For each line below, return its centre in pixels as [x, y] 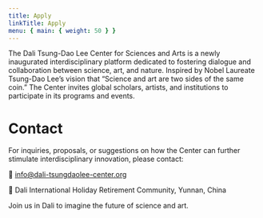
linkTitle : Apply [37, 23]
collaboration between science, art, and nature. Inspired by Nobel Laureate [132, 71]
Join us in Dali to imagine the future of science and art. [99, 206]
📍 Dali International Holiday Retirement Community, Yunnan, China [117, 190]
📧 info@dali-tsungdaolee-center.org [68, 175]
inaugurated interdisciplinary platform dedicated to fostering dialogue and [130, 62]
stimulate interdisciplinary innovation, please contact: [96, 159]
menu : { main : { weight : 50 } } [62, 30]
